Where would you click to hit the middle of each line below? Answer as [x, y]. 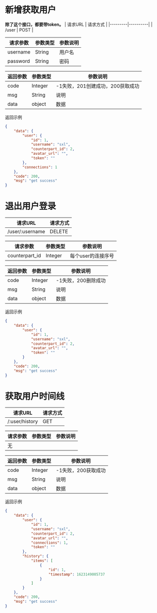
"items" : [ [42, 561]
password [19, 61]
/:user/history [23, 422]
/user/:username [26, 232]
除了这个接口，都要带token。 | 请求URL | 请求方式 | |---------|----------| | [79, 24]
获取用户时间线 [35, 396]
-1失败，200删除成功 [81, 280]
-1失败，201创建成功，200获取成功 [98, 86]
